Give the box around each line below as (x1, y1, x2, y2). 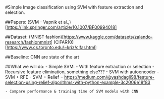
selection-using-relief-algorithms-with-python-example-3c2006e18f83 (5, 79, 151, 85)
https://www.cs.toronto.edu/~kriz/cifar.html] (6, 45, 97, 50)
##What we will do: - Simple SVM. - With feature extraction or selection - (5, 64, 155, 69)
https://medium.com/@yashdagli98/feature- (64, 74, 155, 80)
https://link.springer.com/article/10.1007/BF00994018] (6, 24, 117, 30)
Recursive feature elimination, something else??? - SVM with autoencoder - (5, 69, 160, 75)
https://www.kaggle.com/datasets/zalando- (63, 34, 153, 40)
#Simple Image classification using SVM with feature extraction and (5, 4, 144, 10)
